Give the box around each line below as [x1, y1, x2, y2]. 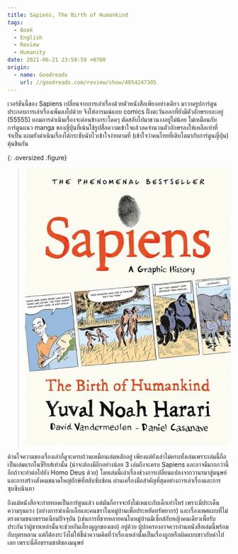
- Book [13, 26, 33, 33]
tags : [7, 18, 23, 26]
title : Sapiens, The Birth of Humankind [7, 11, 129, 18]
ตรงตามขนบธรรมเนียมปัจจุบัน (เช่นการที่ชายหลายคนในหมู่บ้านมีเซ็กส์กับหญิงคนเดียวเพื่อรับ [7, 514, 216, 523]
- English [13, 34, 42, 41]
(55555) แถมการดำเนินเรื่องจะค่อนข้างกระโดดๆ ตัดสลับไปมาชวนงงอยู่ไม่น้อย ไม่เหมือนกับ [7, 115, 217, 123]
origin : [7, 64, 30, 71]
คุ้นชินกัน [7, 139, 28, 148]
